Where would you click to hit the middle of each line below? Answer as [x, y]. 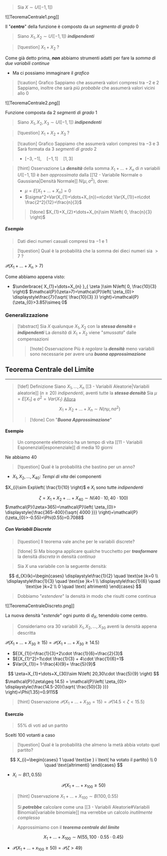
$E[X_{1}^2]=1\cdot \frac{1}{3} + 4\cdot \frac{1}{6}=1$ [68, 659]
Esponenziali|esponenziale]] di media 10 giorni [65, 447]
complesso [29, 818]
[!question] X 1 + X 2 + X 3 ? [43, 133]
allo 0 [23, 93]
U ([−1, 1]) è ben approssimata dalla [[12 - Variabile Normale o [80, 174]
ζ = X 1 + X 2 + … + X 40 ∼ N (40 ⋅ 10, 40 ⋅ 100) [83, 499]
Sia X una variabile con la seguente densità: [62, 566]
